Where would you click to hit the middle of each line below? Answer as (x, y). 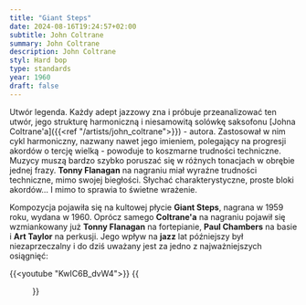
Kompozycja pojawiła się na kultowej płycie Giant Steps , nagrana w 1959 (147, 207)
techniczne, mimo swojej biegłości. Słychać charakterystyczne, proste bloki (152, 180)
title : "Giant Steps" (51, 18)
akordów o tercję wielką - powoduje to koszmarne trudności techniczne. (145, 151)
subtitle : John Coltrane (57, 35)
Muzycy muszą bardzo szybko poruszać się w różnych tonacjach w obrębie (152, 160)
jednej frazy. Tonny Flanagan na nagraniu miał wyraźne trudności (133, 170)
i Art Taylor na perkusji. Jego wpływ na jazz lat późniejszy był (127, 236)
